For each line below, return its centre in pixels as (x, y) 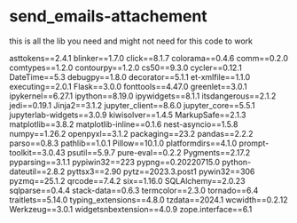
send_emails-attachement (109, 16)
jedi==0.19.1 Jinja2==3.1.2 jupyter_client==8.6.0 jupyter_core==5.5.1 (132, 105)
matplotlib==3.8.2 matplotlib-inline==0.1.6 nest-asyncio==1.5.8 (124, 124)
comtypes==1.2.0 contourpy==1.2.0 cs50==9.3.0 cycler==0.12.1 (125, 68)
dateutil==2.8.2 (37, 171)
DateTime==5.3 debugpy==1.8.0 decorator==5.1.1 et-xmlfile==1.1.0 (130, 76)
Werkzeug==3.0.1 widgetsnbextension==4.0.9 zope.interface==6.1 (131, 209)
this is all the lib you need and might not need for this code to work (131, 41)
